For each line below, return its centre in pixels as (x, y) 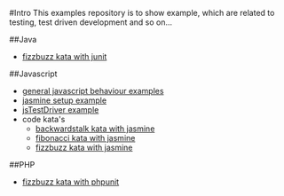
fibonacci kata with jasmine (85, 138)
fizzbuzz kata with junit (64, 56)
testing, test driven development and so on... (91, 22)
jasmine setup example (64, 100)
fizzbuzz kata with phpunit (71, 182)
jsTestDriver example (60, 110)
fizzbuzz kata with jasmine (84, 147)
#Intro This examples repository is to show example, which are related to (142, 13)
